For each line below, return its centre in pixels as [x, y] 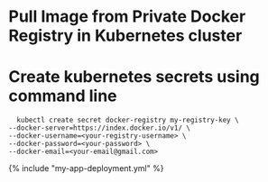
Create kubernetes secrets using [134, 77]
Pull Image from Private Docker [127, 17]
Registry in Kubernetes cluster [125, 36]
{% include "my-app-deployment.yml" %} [86, 168]
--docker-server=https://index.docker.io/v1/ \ [100, 128]
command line [63, 96]
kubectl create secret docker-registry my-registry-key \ [128, 120]
